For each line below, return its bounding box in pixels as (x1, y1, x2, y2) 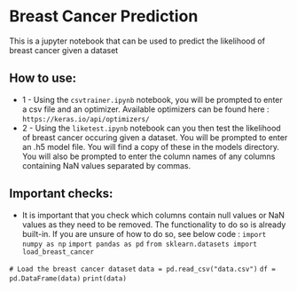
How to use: (9, 71, 77, 86)
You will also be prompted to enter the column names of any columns (21, 151, 276, 162)
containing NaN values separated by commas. (21, 160, 191, 170)
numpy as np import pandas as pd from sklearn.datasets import (21, 240, 257, 249)
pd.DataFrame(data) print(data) (9, 273, 127, 283)
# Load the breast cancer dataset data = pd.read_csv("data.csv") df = (9, 264, 277, 273)
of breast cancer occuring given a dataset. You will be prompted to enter (21, 131, 288, 143)
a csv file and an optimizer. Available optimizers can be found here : (21, 104, 270, 114)
